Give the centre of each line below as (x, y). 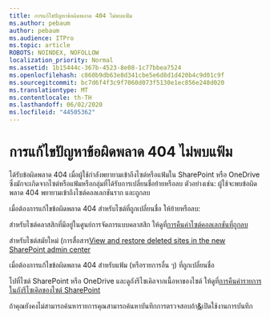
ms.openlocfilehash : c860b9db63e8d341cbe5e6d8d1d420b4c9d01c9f (117, 75)
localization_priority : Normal (61, 61)
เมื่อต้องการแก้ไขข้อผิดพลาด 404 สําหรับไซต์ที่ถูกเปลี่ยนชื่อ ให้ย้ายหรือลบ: (105, 208)
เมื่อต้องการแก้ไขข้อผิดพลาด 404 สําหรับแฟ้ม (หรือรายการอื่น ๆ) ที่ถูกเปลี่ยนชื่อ (112, 265)
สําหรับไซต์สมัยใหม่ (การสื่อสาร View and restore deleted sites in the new (117, 240)
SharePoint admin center (50, 249)
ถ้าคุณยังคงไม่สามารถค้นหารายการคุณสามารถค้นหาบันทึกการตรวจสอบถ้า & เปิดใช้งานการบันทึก (131, 305)
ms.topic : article (40, 46)
